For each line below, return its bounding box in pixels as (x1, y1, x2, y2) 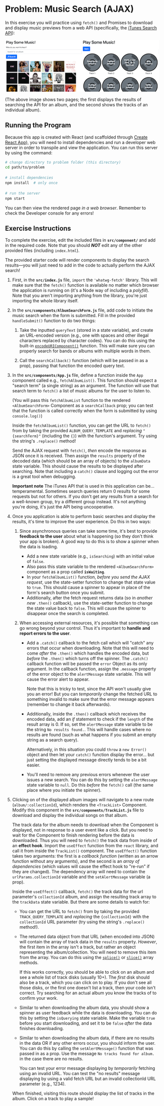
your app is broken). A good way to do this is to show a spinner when (19, 539, 159, 544)
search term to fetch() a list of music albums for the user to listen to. (12, 388, 151, 394)
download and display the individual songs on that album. (12, 812, 128, 818)
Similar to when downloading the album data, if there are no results (19, 1035, 155, 1041)
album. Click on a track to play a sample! (12, 1096, 94, 1102)
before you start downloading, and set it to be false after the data (19, 1020, 152, 1026)
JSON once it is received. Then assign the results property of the (12, 453, 145, 459)
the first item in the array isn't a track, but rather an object (19, 944, 136, 950)
